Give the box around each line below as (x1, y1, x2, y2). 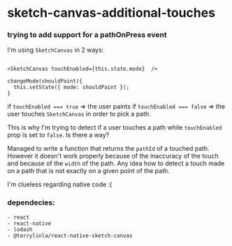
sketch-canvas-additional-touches (7, 5, 215, 21)
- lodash (7, 226, 33, 233)
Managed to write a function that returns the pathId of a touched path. (7, 144, 210, 153)
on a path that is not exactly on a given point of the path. (7, 167, 170, 175)
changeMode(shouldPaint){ (7, 78, 82, 85)
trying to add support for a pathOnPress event (7, 30, 167, 40)
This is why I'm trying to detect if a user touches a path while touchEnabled (7, 123, 222, 132)
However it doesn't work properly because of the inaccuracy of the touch (7, 152, 219, 160)
